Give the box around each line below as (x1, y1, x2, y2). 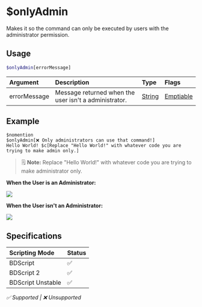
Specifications (6, 231, 62, 241)
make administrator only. (20, 167, 82, 175)
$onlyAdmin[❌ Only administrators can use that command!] (6, 137, 155, 143)
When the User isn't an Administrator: (6, 202, 103, 209)
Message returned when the (55, 88, 135, 96)
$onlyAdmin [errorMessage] (6, 64, 71, 70)
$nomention (6, 132, 34, 138)
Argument (9, 78, 39, 86)
